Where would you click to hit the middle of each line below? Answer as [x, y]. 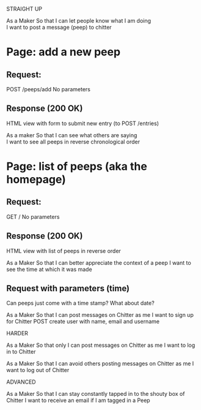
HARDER [17, 333]
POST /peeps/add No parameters [48, 89]
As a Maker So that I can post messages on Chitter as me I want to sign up [100, 315]
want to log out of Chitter [38, 370]
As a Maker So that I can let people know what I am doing [79, 21]
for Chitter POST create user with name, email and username [83, 322]
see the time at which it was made [49, 269]
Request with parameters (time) [68, 288]
